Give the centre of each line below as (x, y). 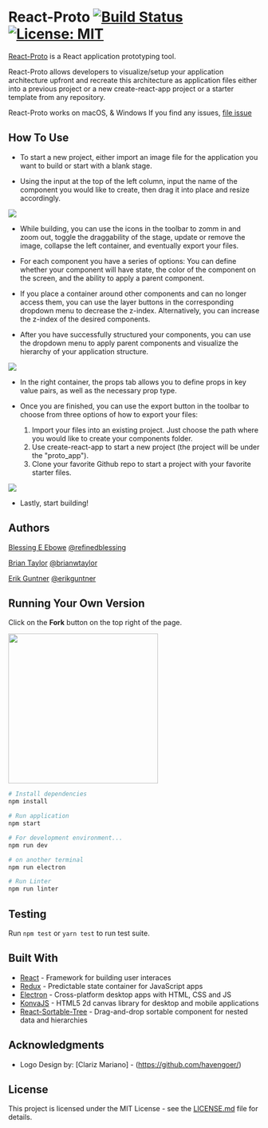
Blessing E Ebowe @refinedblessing (67, 547)
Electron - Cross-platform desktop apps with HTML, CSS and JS (126, 994)
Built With (33, 958)
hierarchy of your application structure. (84, 351)
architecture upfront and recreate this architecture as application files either (133, 80)
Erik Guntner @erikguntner (52, 578)
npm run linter (33, 889)
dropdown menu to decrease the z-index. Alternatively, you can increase (140, 310)
